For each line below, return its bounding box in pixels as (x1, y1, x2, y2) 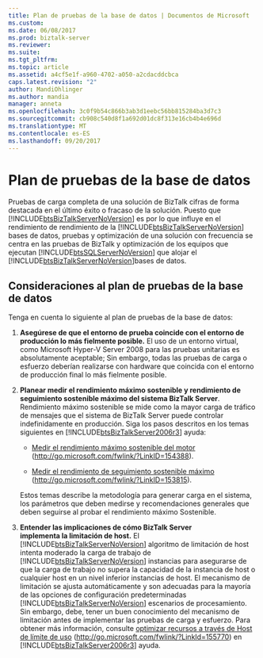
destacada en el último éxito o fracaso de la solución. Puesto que (8, 205, 222, 215)
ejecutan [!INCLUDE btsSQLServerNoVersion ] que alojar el (8, 247, 197, 258)
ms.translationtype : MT (8, 122, 87, 130)
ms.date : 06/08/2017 (8, 26, 77, 34)
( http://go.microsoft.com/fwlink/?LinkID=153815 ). (31, 475, 192, 484)
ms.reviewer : (8, 41, 51, 49)
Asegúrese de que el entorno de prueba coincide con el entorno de (19, 328, 245, 338)
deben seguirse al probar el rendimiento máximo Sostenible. (19, 507, 216, 517)
